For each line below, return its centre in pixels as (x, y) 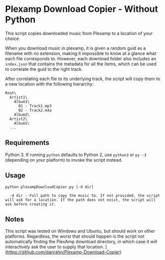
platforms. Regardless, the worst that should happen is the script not (75, 236)
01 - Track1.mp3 (35, 106)
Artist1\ (19, 97)
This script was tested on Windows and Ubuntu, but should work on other (80, 231)
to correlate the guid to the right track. (44, 69)
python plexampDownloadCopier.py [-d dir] (49, 187)
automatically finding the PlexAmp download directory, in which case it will (81, 242)
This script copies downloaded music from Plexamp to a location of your (79, 33)
